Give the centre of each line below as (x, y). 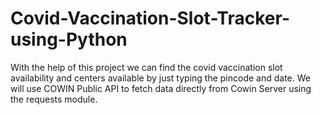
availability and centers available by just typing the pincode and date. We (160, 78)
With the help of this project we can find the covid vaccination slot (146, 67)
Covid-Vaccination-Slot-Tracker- (150, 18)
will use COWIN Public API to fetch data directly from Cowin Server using (161, 88)
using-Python (69, 39)
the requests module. (54, 99)
